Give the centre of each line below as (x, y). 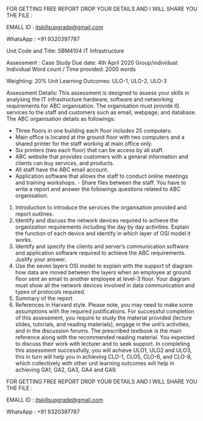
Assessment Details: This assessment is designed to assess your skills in (98, 93)
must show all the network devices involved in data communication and (105, 285)
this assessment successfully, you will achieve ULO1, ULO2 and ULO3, (103, 350)
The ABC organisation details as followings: (61, 119)
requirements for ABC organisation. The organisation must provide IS (93, 106)
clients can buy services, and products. (65, 163)
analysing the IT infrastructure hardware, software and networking (90, 99)
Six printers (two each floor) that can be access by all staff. (89, 150)
